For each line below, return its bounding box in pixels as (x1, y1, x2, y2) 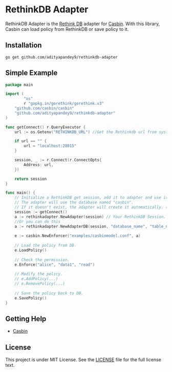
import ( (5, 91, 24, 97)
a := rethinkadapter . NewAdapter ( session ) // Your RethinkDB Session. (14, 214, 166, 219)
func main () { (5, 190, 36, 196)
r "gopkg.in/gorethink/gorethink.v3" (24, 101, 104, 106)
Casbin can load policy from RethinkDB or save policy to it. (5, 26, 129, 32)
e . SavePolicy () (14, 295, 47, 301)
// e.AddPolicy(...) (14, 276, 58, 282)
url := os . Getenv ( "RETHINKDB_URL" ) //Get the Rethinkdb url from (14, 129, 157, 135)
